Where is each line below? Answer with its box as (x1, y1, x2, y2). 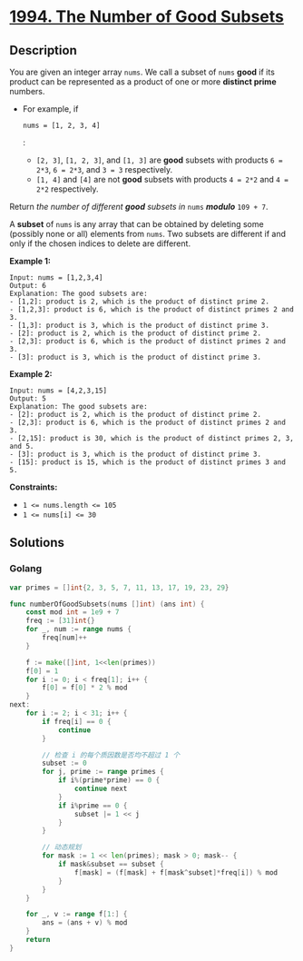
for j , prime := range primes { (42, 768, 165, 777)
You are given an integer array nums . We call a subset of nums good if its (9, 66, 275, 77)
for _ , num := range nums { (25, 625, 132, 634)
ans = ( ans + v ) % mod (42, 918, 128, 927)
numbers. (9, 86, 45, 96)
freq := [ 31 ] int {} (25, 616, 95, 626)
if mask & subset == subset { (57, 860, 165, 869)
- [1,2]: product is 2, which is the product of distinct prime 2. (9, 297, 270, 306)
